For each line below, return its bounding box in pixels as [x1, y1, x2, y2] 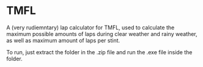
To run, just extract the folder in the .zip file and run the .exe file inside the [6, 48, 193, 55]
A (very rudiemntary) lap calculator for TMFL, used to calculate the [6, 24, 175, 31]
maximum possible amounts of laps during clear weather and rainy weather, [6, 30, 197, 37]
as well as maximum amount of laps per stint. [6, 37, 120, 44]
